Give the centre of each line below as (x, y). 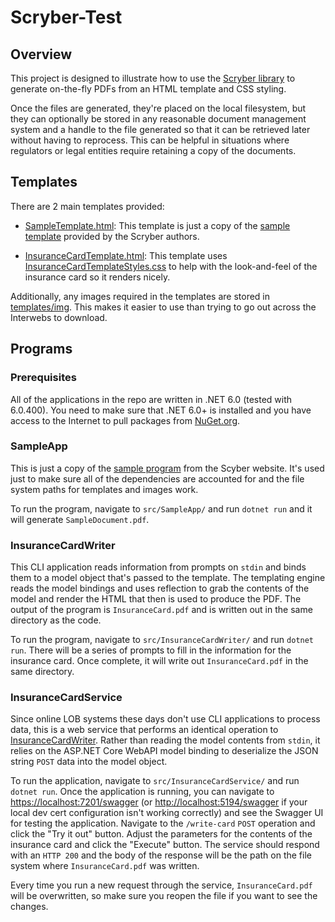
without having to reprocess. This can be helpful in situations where (150, 140)
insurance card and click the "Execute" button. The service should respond (165, 845)
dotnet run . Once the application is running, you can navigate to (142, 792)
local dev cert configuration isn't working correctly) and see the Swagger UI (167, 813)
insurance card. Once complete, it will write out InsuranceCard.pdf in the (159, 661)
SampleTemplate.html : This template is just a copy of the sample (157, 225)
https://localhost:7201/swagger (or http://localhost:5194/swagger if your (159, 802)
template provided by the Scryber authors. (112, 236)
